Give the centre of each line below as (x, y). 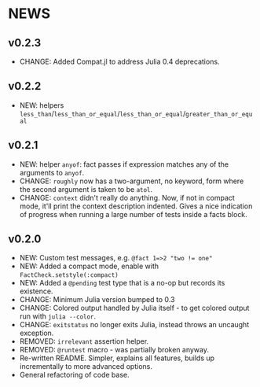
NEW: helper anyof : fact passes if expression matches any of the (124, 164)
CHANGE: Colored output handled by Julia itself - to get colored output (134, 308)
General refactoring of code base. (74, 375)
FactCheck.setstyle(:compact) (69, 275)
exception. (37, 333)
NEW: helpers (42, 105)
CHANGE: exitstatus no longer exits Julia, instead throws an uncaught (134, 325)
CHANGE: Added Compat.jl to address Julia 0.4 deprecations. (119, 61)
